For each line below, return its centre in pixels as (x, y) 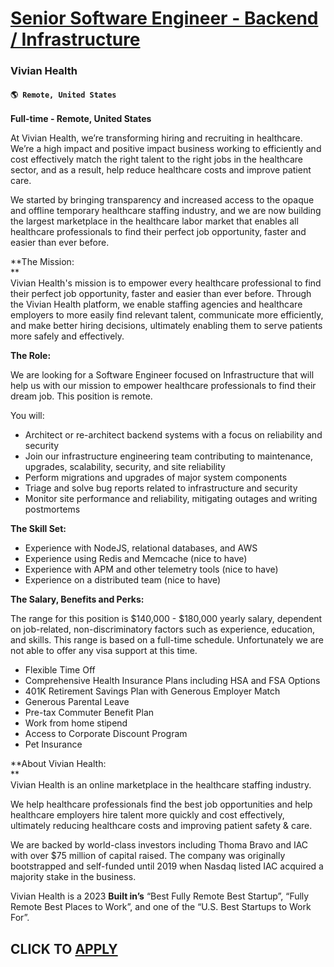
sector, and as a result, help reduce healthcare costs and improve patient (161, 170)
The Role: (31, 356)
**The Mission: (42, 262)
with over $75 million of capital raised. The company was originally (148, 856)
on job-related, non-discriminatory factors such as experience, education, (163, 629)
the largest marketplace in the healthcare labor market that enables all (154, 221)
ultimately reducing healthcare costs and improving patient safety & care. (161, 826)
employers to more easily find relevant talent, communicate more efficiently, (167, 315)
